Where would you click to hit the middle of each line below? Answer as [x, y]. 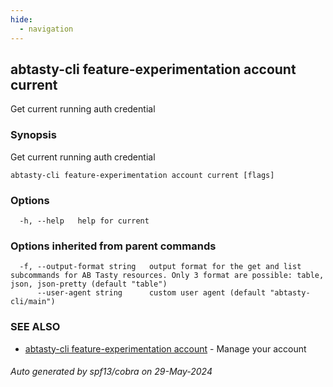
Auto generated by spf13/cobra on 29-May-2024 [111, 372]
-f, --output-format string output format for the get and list [160, 267]
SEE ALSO [35, 327]
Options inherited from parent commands [113, 246]
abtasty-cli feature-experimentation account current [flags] [142, 175]
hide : [21, 19]
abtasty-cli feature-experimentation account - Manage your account [165, 348]
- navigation [46, 29]
